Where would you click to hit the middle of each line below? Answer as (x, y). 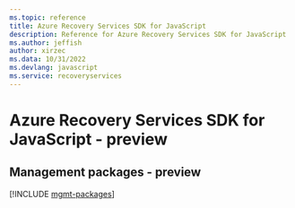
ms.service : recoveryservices (66, 76)
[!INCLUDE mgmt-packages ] (62, 194)
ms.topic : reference (48, 17)
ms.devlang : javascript (54, 68)
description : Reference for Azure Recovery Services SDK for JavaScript (148, 34)
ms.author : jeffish (46, 43)
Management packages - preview (105, 173)
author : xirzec (38, 51)
